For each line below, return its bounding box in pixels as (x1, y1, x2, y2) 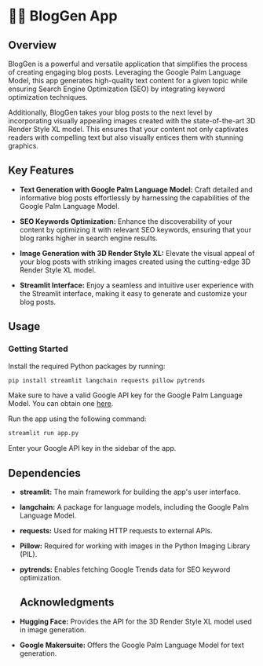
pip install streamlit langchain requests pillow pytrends (8, 376, 206, 384)
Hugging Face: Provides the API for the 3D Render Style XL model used (19, 617, 253, 626)
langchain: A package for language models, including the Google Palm (19, 503, 250, 512)
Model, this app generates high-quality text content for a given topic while (8, 76, 248, 85)
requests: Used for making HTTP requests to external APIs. (19, 526, 214, 536)
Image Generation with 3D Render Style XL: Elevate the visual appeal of (19, 248, 255, 258)
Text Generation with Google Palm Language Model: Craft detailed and (19, 185, 253, 194)
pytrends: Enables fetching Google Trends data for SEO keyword (19, 565, 231, 574)
